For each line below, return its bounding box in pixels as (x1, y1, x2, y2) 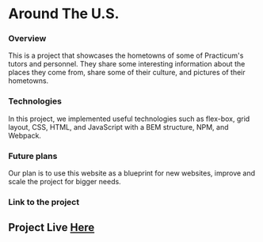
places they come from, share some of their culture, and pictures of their (8, 68, 246, 78)
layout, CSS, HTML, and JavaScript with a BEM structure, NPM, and (8, 122, 229, 131)
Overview (8, 33, 47, 44)
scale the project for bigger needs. (8, 177, 121, 187)
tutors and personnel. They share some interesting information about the (8, 59, 246, 69)
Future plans (8, 150, 58, 161)
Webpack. (8, 130, 42, 140)
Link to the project (8, 197, 80, 207)
